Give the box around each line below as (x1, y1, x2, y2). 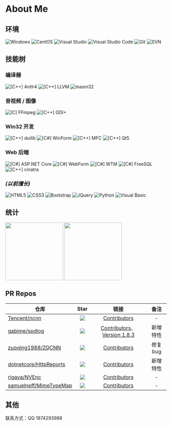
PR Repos (5, 289, 37, 298)
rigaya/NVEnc (8, 373, 41, 380)
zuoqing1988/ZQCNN (8, 344, 61, 351)
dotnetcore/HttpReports (8, 360, 66, 367)
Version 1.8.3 (102, 331, 135, 338)
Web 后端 (5, 149, 29, 156)
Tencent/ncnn (8, 314, 42, 321)
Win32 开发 (5, 123, 34, 130)
